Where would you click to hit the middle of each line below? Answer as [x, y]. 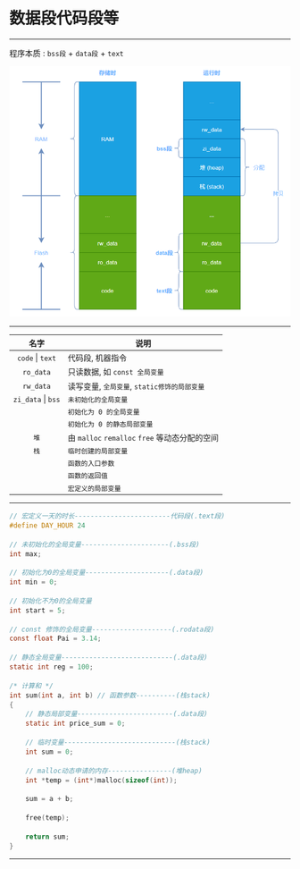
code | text [37, 358]
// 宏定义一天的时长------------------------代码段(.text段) [117, 516]
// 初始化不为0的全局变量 [50, 601]
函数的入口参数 [91, 464]
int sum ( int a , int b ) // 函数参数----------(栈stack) [110, 695]
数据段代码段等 [64, 18]
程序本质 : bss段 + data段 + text [67, 53]
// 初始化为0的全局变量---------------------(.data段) [106, 573]
